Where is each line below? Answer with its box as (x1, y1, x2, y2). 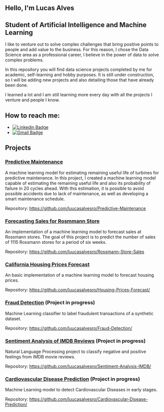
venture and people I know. (5, 97, 60, 103)
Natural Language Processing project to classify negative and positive (5, 349, 146, 354)
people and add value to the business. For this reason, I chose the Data (5, 47, 149, 53)
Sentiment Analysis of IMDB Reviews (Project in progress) (5, 337, 146, 344)
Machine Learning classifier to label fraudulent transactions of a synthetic (5, 310, 154, 316)
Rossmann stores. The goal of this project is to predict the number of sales (5, 234, 156, 240)
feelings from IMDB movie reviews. (5, 353, 76, 359)
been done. (5, 82, 28, 88)
